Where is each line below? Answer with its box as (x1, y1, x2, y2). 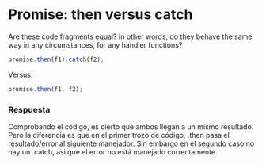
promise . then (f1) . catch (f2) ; (8, 55, 104, 63)
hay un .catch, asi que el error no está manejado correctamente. (8, 147, 218, 156)
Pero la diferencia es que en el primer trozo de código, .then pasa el (8, 130, 230, 139)
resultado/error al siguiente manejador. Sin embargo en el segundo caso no (8, 139, 255, 148)
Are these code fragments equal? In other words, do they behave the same (8, 32, 253, 41)
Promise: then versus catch (8, 6, 193, 24)
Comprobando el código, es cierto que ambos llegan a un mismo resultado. (8, 121, 254, 132)
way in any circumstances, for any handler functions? (8, 40, 183, 49)
